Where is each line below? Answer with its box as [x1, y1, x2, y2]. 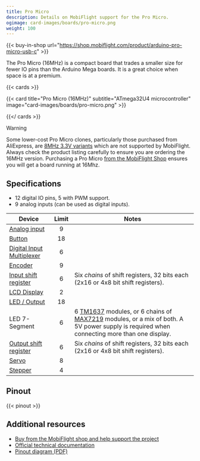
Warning [6, 124, 27, 131]
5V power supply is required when [74, 322, 171, 331]
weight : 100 [6, 25, 36, 32]
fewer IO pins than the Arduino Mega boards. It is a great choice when [6, 66, 179, 73]
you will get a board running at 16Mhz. [6, 161, 100, 168]
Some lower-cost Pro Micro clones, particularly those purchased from [6, 136, 177, 143]
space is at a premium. [6, 72, 62, 79]
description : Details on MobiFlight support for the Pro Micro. [6, 14, 169, 20]
